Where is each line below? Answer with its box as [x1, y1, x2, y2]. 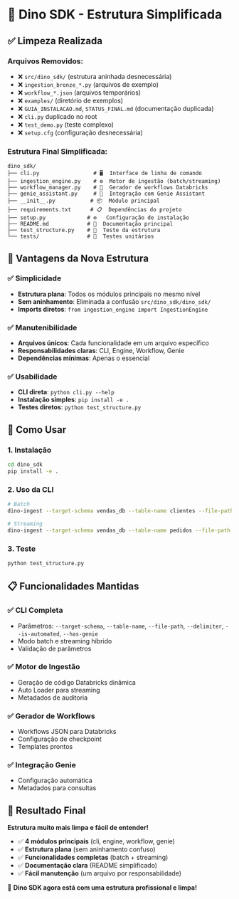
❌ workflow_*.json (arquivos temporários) [17, 88, 141, 97]
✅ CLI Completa [7, 605, 63, 615]
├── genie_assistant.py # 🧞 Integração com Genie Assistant [7, 190, 205, 198]
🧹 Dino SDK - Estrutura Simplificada [7, 6, 223, 23]
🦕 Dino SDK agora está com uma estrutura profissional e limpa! [7, 883, 198, 892]
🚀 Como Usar [7, 424, 67, 436]
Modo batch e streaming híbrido [17, 636, 112, 645]
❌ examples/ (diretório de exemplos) [17, 96, 123, 105]
